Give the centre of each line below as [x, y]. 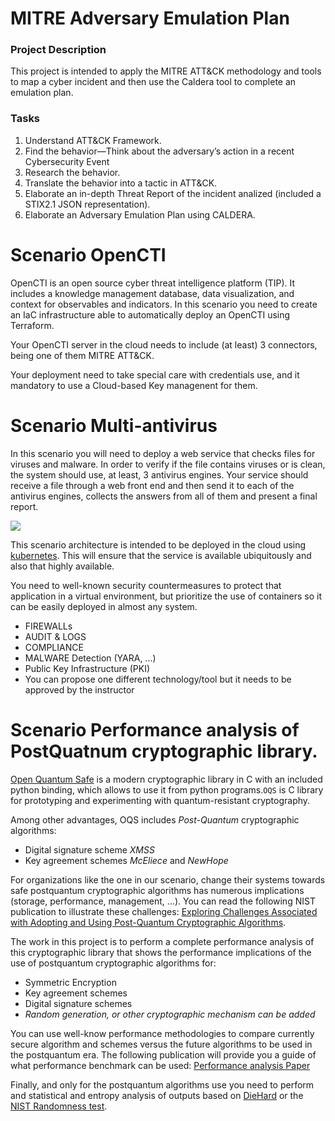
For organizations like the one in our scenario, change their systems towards [168, 879]
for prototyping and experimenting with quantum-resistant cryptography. [160, 800]
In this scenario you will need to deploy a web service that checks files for [163, 453]
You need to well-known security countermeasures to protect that [146, 585]
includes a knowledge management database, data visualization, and [152, 293]
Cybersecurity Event [67, 161]
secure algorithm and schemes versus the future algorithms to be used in [161, 1044]
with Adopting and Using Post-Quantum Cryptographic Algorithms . [148, 922]
